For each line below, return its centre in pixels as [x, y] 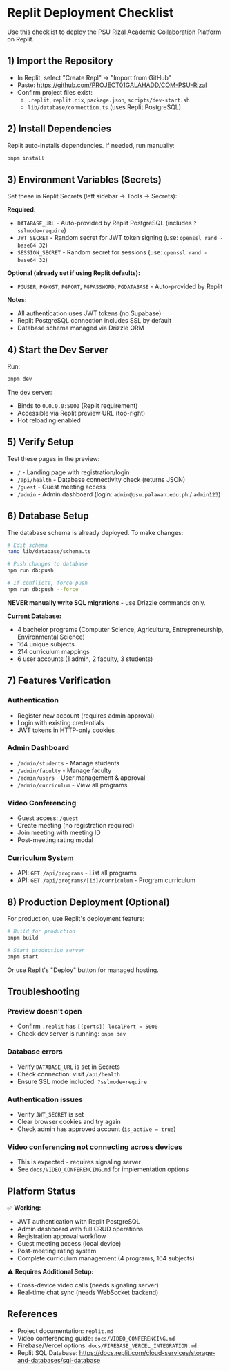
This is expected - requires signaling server [79, 1162]
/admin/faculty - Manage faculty [64, 770]
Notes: [17, 300]
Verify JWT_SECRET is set [50, 1114]
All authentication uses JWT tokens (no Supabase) [89, 313]
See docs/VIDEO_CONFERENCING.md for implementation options [103, 1169]
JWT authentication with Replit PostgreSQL [78, 1222]
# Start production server [46, 950]
